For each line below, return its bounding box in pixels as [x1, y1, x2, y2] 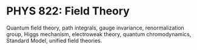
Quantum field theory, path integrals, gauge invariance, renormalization [6, 24, 185, 31]
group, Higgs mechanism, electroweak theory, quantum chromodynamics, [6, 30, 192, 37]
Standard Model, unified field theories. [6, 37, 102, 44]
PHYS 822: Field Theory [6, 4, 130, 18]
